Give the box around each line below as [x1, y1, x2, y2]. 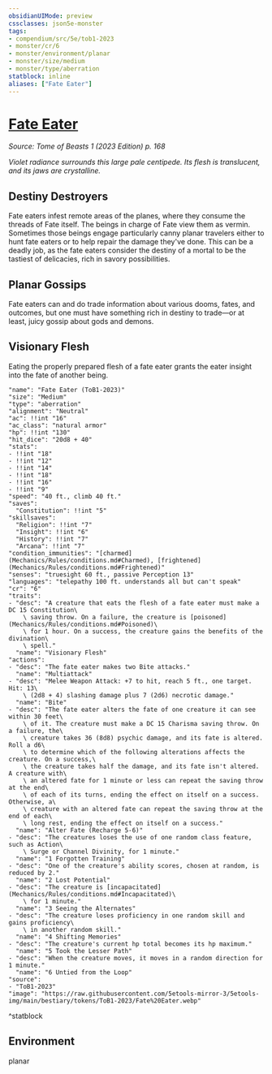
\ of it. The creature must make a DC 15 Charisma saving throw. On [23, 719, 260, 727]
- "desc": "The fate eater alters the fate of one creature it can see [8, 705, 256, 714]
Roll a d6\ [8, 740, 45, 749]
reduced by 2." [8, 869, 60, 877]
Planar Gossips [8, 278, 87, 291]
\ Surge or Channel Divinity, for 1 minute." [23, 848, 180, 856]
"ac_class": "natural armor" [8, 421, 107, 429]
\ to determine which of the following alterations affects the [23, 748, 245, 756]
